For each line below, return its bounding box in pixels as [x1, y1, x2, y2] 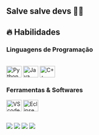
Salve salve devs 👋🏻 [6, 6, 84, 16]
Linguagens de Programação [6, 45, 94, 54]
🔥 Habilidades [6, 27, 61, 37]
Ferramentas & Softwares [6, 86, 83, 94]
